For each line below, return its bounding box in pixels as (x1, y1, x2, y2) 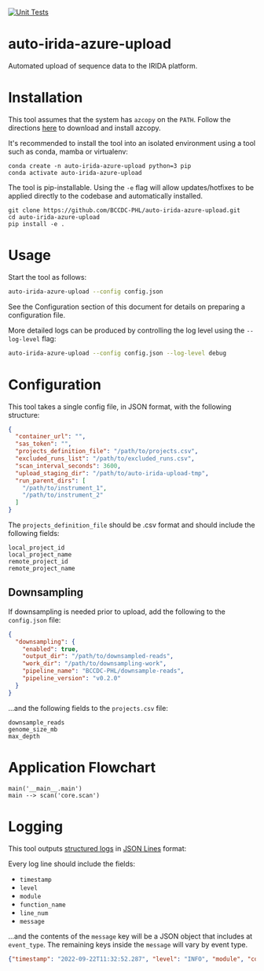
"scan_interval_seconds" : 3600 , (15, 462, 122, 470)
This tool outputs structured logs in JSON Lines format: (8, 843, 187, 853)
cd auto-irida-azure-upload (8, 213, 101, 221)
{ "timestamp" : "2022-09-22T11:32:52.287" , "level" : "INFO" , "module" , (8, 954, 244, 963)
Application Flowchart (8, 758, 156, 776)
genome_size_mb (8, 725, 58, 733)
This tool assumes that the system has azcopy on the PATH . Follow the (8, 114, 231, 124)
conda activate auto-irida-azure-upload (8, 169, 143, 177)
